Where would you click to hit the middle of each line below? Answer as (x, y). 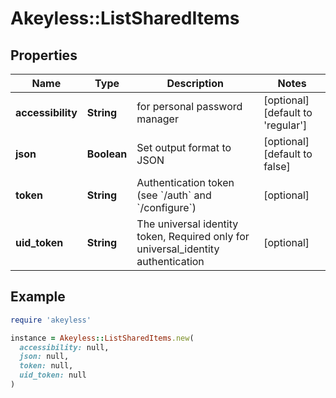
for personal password (189, 106)
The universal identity (187, 224)
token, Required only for (193, 236)
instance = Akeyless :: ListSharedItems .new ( (102, 338)
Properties (44, 55)
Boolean (107, 154)
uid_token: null (53, 375)
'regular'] (285, 125)
